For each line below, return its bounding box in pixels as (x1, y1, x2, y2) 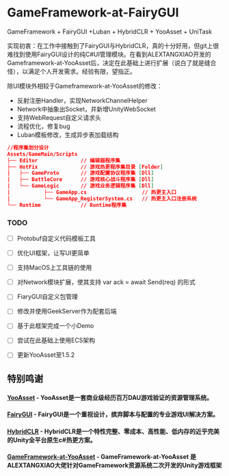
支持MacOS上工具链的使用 (16, 264, 92, 272)
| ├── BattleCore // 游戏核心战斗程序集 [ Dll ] (7, 176, 154, 183)
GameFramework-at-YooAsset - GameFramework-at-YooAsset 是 (7, 453, 197, 461)
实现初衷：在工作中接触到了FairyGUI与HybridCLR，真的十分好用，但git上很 (7, 41, 219, 49)
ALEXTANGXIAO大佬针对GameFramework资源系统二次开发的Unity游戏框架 (7, 461, 222, 470)
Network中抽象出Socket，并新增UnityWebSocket (16, 105, 156, 113)
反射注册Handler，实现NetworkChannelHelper (16, 96, 148, 104)
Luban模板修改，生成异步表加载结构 (16, 130, 119, 138)
